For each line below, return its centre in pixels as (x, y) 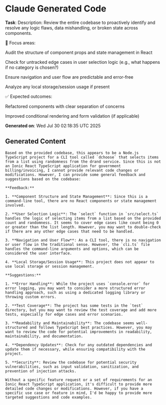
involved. (15, 205)
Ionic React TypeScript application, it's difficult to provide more (79, 384)
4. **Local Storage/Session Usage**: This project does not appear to (80, 262)
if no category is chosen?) (32, 67)
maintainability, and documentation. (44, 336)
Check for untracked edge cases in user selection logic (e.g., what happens (83, 62)
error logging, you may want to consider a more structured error (75, 288)
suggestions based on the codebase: (43, 179)
